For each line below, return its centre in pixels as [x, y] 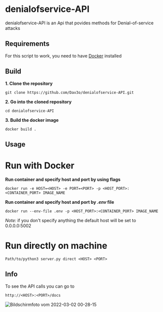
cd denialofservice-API [30, 111]
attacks [13, 28]
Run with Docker [40, 166]
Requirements [27, 44]
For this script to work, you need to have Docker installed [63, 56]
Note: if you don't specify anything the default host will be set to [71, 220]
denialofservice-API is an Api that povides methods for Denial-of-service [79, 23]
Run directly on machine [56, 246]
